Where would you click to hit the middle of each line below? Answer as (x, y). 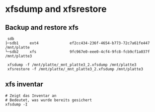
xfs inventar (24, 84)
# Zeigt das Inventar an (31, 96)
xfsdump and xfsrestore (56, 9)
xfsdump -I (16, 104)
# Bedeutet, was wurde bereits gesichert (49, 100)
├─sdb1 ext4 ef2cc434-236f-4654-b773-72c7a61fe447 (77, 43)
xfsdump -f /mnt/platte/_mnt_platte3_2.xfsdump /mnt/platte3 (72, 65)
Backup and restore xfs (42, 28)
